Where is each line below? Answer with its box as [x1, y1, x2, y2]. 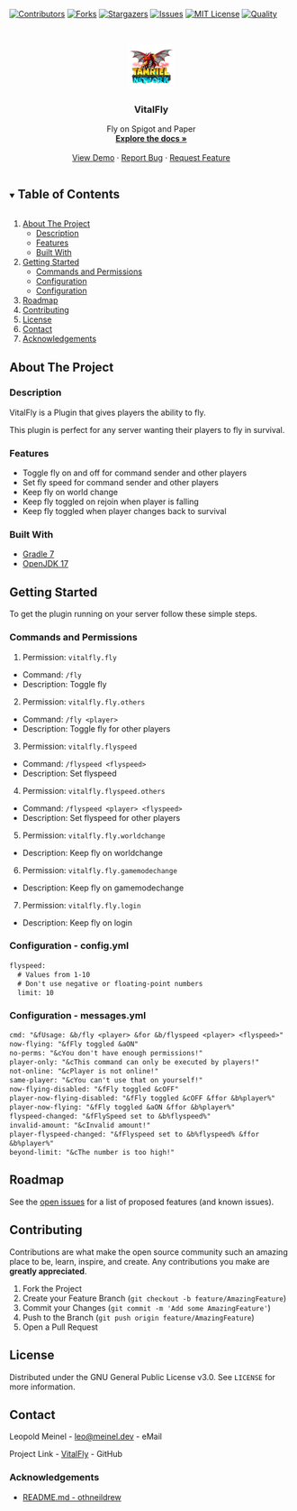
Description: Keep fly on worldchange [22, 847, 164, 858]
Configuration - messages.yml [9, 1009, 147, 1021]
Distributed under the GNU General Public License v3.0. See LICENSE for [9, 1371, 276, 1382]
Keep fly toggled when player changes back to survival [22, 506, 227, 517]
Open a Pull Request [22, 1322, 99, 1332]
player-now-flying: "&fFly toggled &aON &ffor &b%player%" [9, 1103, 236, 1112]
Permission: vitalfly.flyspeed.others [22, 785, 166, 796]
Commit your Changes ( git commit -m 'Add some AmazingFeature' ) [22, 1302, 272, 1313]
